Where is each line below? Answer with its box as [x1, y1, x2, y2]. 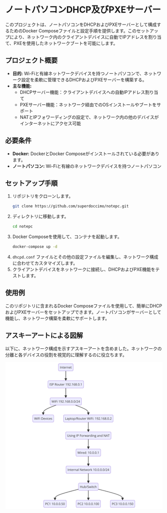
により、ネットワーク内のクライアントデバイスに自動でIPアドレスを [9, 34, 149, 40]
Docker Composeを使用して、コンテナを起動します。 [12, 234, 122, 240]
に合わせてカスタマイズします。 [12, 260, 78, 266]
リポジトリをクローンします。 [12, 193, 73, 199]
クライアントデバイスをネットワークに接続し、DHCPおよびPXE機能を [12, 266, 156, 272]
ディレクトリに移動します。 [12, 214, 69, 220]
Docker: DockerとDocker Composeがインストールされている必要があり [12, 150, 160, 157]
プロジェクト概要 [5, 56, 58, 65]
